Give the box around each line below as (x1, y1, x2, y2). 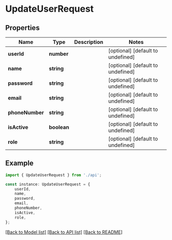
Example (5, 159, 34, 167)
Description (74, 39, 103, 45)
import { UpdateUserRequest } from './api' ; (5, 172, 102, 178)
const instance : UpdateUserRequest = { (5, 182, 91, 187)
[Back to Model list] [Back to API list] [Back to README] (5, 229, 123, 235)
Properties (5, 23, 40, 32)
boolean (49, 124, 70, 131)
